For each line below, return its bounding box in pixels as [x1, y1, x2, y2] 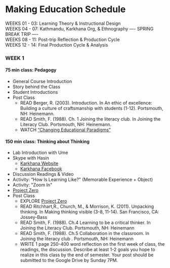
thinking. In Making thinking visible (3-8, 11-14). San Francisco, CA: [20, 209, 159, 215]
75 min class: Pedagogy [5, 67, 57, 73]
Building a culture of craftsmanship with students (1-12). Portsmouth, [20, 105, 163, 111]
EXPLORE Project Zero [20, 198, 67, 204]
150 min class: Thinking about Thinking [5, 138, 90, 144]
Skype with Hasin [12, 155, 49, 161]
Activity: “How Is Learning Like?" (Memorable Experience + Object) [12, 176, 153, 183]
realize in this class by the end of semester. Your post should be [20, 252, 154, 258]
